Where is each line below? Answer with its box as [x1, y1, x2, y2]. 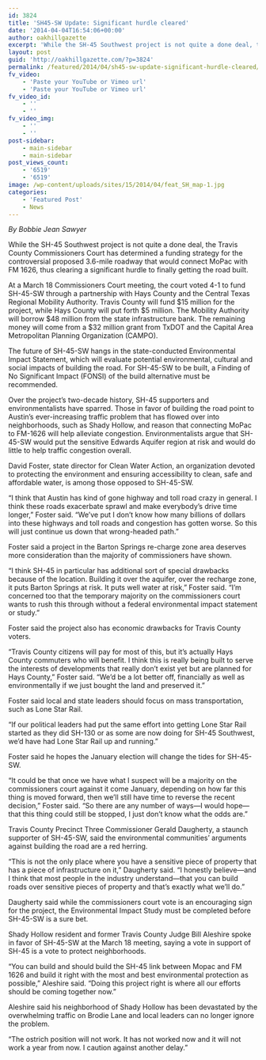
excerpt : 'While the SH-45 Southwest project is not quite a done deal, [8, 41, 253, 49]
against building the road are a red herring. [8, 842, 148, 851]
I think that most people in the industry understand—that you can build [8, 874, 239, 883]
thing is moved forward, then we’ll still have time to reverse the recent [8, 792, 235, 802]
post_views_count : [8, 159, 69, 167]
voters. [8, 632, 32, 641]
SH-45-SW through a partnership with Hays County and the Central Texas [8, 289, 251, 298]
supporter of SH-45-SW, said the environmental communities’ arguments [8, 833, 247, 843]
